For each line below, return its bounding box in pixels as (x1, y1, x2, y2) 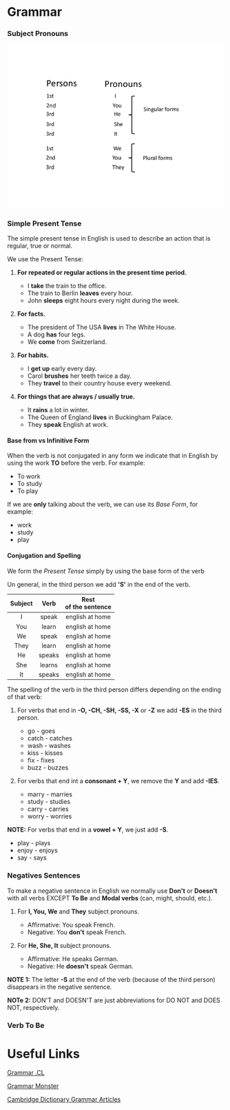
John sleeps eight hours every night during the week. (27, 296, 180, 305)
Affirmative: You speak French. (27, 920, 116, 929)
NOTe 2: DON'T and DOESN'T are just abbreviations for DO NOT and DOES (7, 996, 220, 1004)
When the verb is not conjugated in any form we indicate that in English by (7, 452, 218, 460)
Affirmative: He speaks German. (27, 954, 118, 962)
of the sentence (65, 603, 112, 611)
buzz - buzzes (27, 763, 69, 772)
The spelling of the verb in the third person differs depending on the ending (7, 685, 222, 694)
